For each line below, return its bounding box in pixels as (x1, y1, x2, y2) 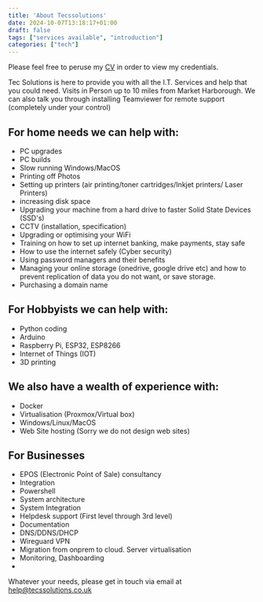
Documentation (19, 520, 70, 530)
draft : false (8, 26, 51, 34)
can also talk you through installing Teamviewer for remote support (8, 94, 225, 104)
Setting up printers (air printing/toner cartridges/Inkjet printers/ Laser (19, 179, 243, 189)
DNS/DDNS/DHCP (19, 528, 79, 537)
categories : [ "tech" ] (8, 41, 79, 49)
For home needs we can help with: (8, 125, 179, 138)
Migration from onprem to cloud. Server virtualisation (19, 545, 192, 555)
